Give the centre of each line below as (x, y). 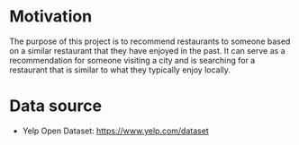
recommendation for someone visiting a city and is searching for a (132, 60)
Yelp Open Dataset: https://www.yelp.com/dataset (115, 131)
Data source (55, 106)
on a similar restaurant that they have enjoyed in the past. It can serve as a (147, 50)
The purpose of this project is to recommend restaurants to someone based (150, 41)
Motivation (51, 17)
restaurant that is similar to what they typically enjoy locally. (120, 70)
